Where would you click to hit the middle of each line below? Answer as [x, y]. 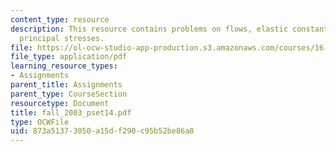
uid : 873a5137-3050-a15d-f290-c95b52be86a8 [102, 131]
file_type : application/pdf [69, 57]
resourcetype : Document [60, 103]
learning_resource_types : [64, 66]
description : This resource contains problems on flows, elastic [149, 29]
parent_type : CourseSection [69, 94]
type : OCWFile [40, 122]
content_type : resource [60, 19]
